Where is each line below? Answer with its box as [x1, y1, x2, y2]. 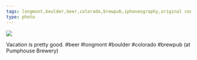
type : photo [6, 14, 35, 20]
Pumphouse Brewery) [6, 47, 59, 54]
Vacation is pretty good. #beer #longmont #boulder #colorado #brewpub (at [6, 41, 191, 48]
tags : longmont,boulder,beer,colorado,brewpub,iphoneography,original [6, 8, 182, 15]
